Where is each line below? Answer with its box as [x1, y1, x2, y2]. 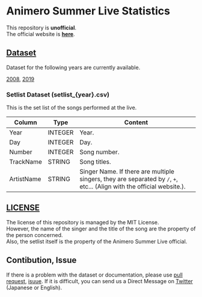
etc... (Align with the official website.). [79, 182, 186, 191]
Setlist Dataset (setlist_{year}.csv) [6, 90, 110, 98]
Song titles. [79, 158, 111, 166]
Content [124, 118, 148, 127]
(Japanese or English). [6, 284, 62, 291]
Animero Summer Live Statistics [6, 4, 170, 18]
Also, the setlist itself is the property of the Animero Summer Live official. [6, 238, 188, 245]
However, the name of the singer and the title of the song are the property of [6, 225, 196, 232]
